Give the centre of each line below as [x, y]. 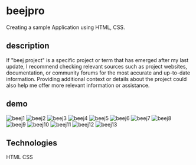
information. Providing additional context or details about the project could [97, 79]
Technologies [32, 143]
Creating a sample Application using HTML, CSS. [66, 27]
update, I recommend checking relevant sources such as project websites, [97, 66]
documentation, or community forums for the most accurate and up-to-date [98, 73]
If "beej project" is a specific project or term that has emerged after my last [97, 60]
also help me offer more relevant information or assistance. [78, 85]
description [28, 46]
